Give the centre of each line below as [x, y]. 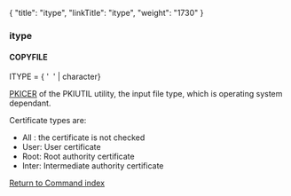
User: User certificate [61, 147]
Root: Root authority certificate [78, 157]
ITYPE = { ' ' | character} [55, 77]
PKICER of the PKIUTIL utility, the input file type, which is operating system [146, 94]
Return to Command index [57, 183]
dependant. [30, 103]
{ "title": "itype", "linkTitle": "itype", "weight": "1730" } [106, 13]
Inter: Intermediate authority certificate [93, 166]
